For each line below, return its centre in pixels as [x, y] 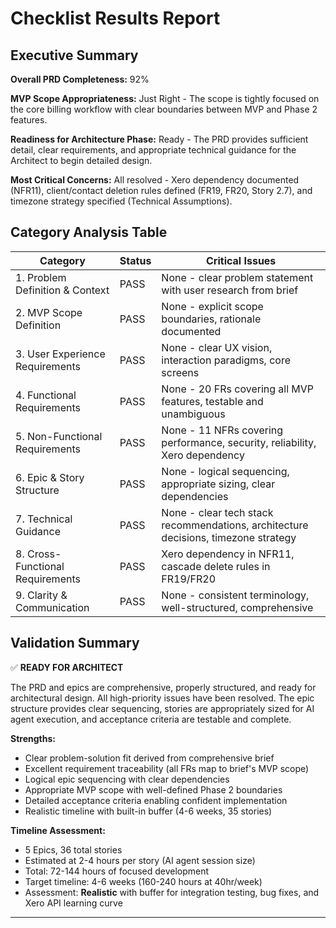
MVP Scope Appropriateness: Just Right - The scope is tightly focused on [165, 98]
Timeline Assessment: [58, 830]
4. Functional [46, 395]
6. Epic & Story [50, 477]
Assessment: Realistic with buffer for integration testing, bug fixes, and [172, 892]
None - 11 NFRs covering [222, 430]
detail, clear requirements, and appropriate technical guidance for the [153, 150]
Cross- [44, 554]
